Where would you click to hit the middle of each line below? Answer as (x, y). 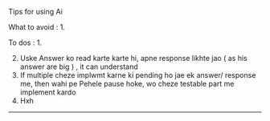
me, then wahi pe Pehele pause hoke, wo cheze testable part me (127, 84)
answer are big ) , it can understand (79, 67)
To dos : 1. (25, 42)
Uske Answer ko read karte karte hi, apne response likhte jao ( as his (133, 58)
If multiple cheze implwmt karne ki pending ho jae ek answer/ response (138, 75)
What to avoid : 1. (37, 27)
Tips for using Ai (35, 12)
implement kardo (48, 92)
